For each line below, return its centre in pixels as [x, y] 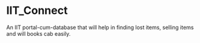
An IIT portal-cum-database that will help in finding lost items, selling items [100, 27]
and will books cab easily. [39, 33]
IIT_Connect [37, 11]
